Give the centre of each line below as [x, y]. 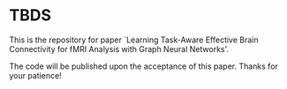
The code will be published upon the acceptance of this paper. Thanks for [143, 66]
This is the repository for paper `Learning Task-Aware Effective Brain [134, 40]
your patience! [35, 75]
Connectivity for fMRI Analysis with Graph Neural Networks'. [119, 48]
